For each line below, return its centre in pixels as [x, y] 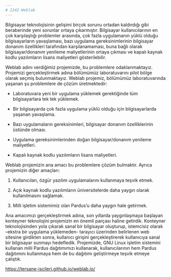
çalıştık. [13, 259]
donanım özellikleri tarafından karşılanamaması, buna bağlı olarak [74, 46]
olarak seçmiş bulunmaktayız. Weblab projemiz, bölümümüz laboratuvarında [86, 78]
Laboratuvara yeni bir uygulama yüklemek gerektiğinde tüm [75, 93]
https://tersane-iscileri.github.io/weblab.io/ [50, 269]
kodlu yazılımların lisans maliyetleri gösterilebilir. [56, 57]
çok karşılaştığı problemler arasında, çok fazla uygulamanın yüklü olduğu [82, 35]
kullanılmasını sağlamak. [38, 196]
